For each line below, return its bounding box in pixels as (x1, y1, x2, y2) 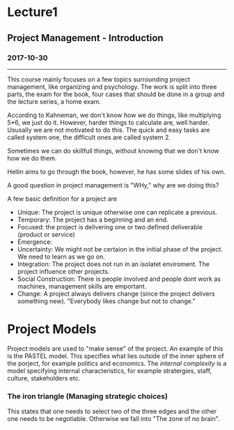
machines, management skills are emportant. (17, 282, 147, 290)
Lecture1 (7, 4, 58, 20)
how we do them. (7, 154, 57, 162)
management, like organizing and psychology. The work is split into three (7, 82, 217, 91)
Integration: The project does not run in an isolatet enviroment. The (17, 259, 210, 268)
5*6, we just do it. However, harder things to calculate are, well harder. (7, 118, 210, 126)
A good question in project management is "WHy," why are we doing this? (7, 181, 219, 189)
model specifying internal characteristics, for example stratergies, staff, (7, 367, 212, 375)
